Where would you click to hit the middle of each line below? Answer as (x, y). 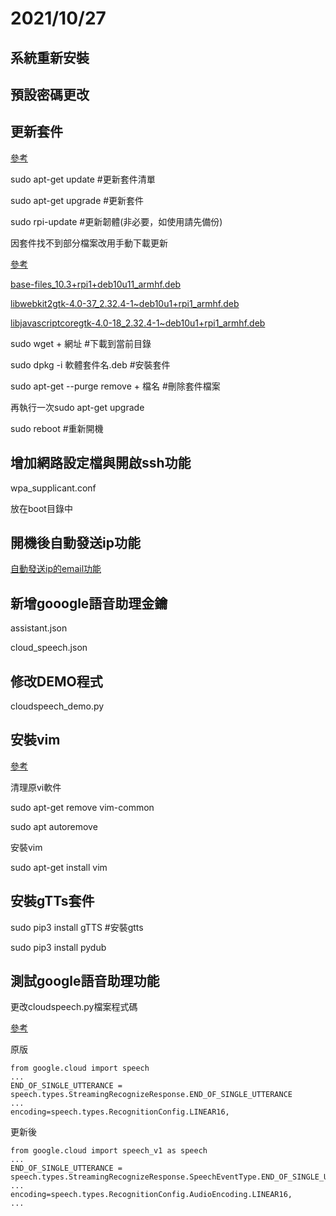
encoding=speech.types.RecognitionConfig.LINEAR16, (120, 1112)
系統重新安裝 (50, 57)
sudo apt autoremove (54, 826)
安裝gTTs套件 (52, 901)
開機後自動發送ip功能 (75, 542)
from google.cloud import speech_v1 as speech (109, 1151)
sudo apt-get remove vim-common (82, 807)
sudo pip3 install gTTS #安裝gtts (77, 927)
